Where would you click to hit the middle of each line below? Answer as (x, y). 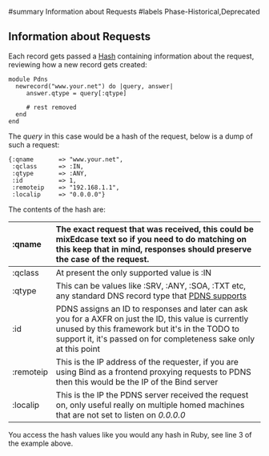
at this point (78, 349)
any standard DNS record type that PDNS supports (151, 296)
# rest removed (52, 107)
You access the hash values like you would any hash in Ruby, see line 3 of (130, 434)
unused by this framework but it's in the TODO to (148, 329)
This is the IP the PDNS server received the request (152, 394)
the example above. (41, 443)
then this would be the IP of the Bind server (137, 381)
